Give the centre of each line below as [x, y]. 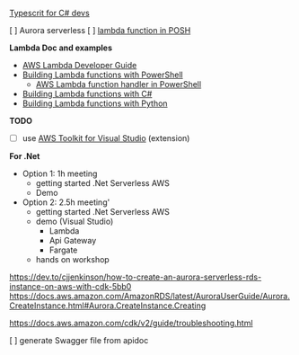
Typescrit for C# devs [49, 13]
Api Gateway [73, 241]
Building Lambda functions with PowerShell [102, 75]
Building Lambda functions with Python [95, 103]
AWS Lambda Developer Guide [79, 65]
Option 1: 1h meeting [60, 173]
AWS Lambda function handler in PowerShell [119, 84]
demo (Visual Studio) [75, 222]
